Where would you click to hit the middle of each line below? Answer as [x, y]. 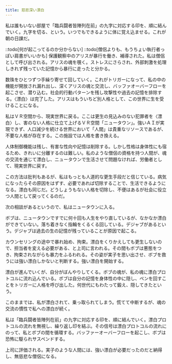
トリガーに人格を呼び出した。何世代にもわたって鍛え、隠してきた [83, 285]
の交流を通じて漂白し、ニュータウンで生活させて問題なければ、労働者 [79, 159]
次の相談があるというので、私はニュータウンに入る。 [61, 207]
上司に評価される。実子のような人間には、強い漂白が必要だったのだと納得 [84, 350]
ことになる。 [28, 105]
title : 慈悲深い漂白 [25, 10]
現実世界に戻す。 [32, 166]
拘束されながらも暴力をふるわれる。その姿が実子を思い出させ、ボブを [88, 254]
